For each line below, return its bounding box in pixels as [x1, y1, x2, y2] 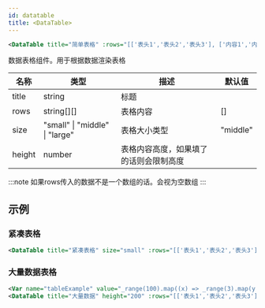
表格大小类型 [121, 125, 169, 136]
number [43, 149, 73, 160]
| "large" [43, 129, 75, 140]
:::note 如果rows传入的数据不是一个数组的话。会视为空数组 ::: [8, 177, 207, 187]
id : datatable [8, 11, 55, 20]
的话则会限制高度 [121, 155, 185, 166]
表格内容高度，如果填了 [121, 143, 208, 154]
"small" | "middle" [43, 120, 110, 131]
